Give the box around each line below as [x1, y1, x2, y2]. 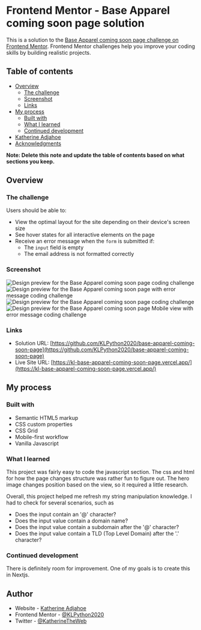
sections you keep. [6, 157, 55, 165]
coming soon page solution [6, 16, 145, 30]
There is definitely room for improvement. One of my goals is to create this [6, 565, 190, 572]
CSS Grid [14, 427, 38, 434]
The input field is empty [23, 244, 84, 251]
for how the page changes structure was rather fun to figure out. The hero [6, 475, 190, 482]
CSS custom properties [14, 420, 73, 428]
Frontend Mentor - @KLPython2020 [14, 611, 104, 619]
